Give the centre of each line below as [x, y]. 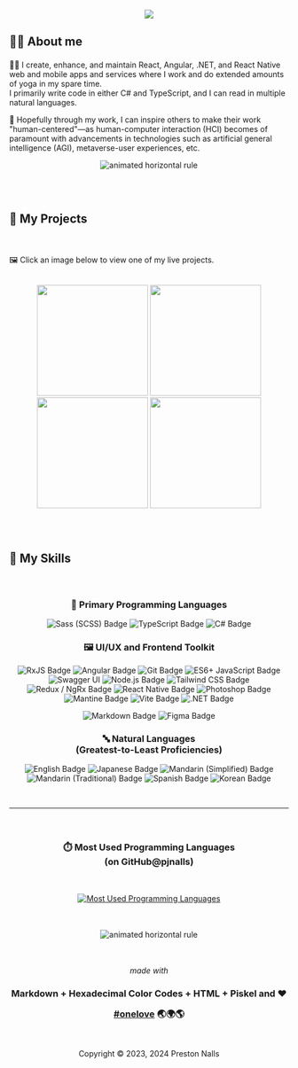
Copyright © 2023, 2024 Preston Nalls [149, 1054]
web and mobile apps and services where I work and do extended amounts [147, 74]
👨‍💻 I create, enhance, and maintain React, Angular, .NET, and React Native [145, 65]
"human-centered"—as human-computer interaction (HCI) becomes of [139, 129]
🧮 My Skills [40, 559]
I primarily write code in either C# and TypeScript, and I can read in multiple [147, 93]
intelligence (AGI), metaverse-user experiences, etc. [105, 148]
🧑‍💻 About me [46, 42]
